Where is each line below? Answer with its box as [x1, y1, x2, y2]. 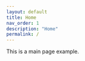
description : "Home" [6, 25, 59, 32]
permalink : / [6, 31, 39, 37]
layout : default [6, 8, 47, 15]
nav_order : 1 [6, 20, 39, 26]
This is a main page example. [6, 48, 80, 55]
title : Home [6, 14, 36, 21]
